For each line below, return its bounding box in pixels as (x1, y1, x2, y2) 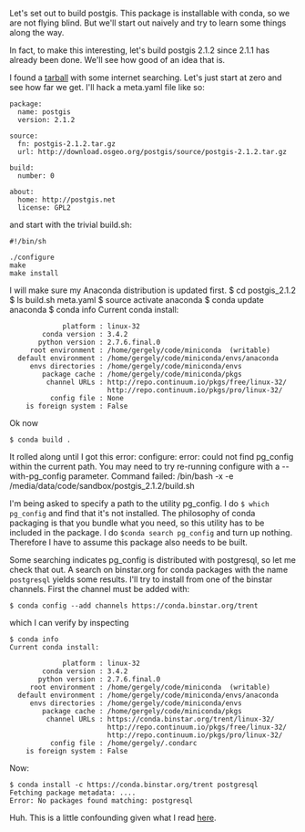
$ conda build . (9, 435, 71, 444)
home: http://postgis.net (17, 195, 117, 204)
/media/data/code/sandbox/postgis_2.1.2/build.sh (9, 481, 196, 491)
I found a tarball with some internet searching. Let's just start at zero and (9, 72, 282, 83)
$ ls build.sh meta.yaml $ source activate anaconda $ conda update (9, 295, 264, 305)
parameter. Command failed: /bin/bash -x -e (67, 471, 234, 482)
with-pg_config (9, 471, 66, 482)
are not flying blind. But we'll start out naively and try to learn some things (9, 17, 287, 28)
